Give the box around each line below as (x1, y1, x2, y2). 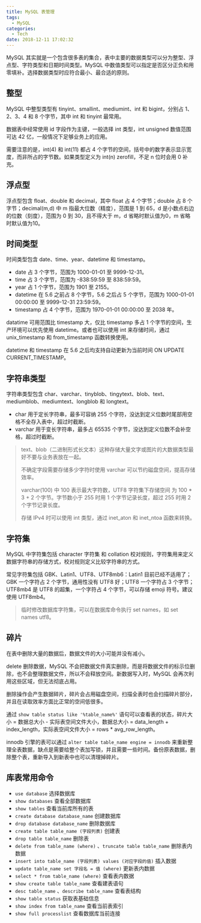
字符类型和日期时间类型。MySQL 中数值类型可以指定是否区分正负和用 (22, 61, 194, 68)
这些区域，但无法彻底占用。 (11, 678, 80, 685)
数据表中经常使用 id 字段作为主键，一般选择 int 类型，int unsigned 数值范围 (6, 125, 191, 133)
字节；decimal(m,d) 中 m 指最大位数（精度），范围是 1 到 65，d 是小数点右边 (6, 205, 194, 212)
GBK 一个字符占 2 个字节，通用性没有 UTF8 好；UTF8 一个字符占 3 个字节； (6, 579, 194, 586)
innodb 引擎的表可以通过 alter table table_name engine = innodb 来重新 (6, 738, 188, 745)
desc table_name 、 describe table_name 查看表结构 (14, 887, 142, 894)
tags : (6, 14, 20, 20)
